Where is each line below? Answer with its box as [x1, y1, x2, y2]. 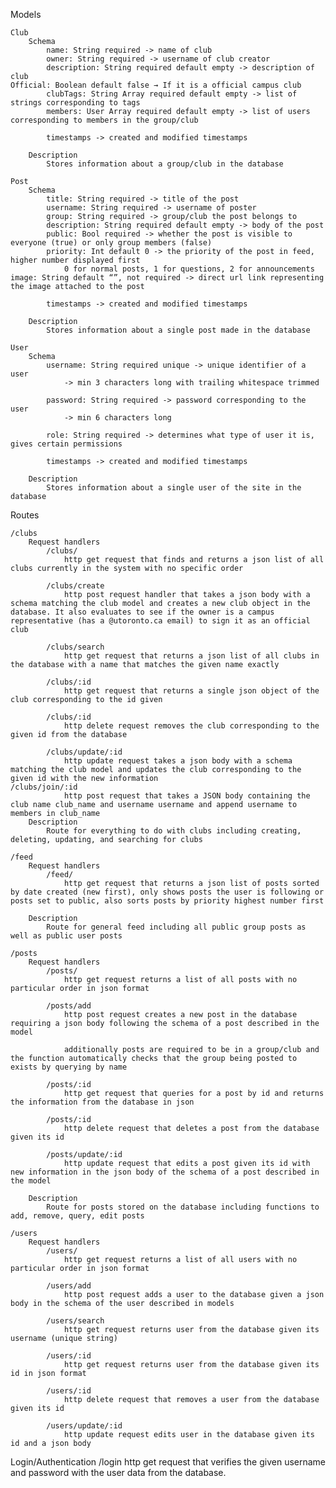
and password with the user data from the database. [10, 1467, 227, 1478]
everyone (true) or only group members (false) [10, 238, 213, 248]
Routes [10, 509, 40, 521]
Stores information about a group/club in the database [46, 159, 284, 169]
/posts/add [46, 1001, 92, 1011]
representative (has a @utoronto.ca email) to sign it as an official [10, 616, 311, 626]
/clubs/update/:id [46, 747, 123, 757]
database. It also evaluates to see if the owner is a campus [10, 607, 275, 617]
